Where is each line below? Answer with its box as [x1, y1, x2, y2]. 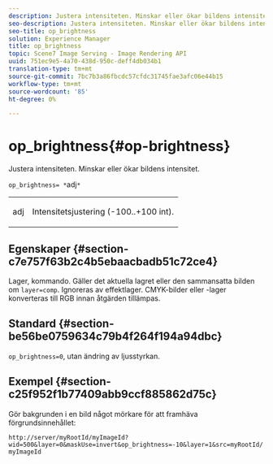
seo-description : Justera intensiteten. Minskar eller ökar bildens [8, 20, 245, 28]
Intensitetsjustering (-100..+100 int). [32, 206, 175, 218]
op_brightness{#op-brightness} [8, 137, 231, 155]
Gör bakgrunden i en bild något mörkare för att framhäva [8, 409, 198, 418]
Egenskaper [8, 241, 71, 256]
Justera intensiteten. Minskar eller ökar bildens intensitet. [8, 164, 201, 174]
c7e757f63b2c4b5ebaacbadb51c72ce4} [8, 254, 218, 268]
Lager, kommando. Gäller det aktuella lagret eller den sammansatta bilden [8, 276, 255, 285]
